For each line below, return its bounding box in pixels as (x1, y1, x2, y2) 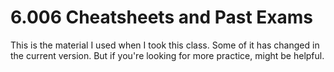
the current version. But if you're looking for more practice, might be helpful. (10, 49, 325, 61)
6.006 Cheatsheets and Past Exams (10, 6, 313, 29)
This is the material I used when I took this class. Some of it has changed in (10, 39, 320, 51)
